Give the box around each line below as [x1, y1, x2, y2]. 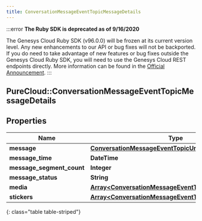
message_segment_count [9, 163, 85, 172]
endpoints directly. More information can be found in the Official [6, 62, 165, 70]
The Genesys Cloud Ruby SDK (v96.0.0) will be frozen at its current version [6, 37, 193, 44]
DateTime [90, 154, 118, 162]
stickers [9, 193, 33, 201]
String [90, 173, 109, 181]
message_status [9, 173, 58, 181]
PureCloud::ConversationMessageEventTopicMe [6, 86, 194, 97]
